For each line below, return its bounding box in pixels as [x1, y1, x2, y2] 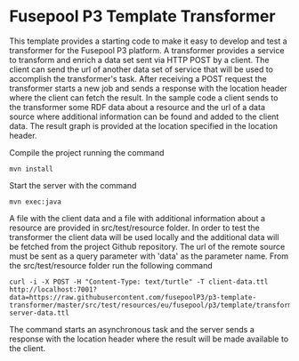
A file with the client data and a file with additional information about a [9, 213, 265, 223]
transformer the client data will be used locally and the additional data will [9, 231, 279, 242]
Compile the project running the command [9, 147, 165, 157]
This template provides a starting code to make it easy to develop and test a [9, 36, 287, 46]
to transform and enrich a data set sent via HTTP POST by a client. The [9, 54, 270, 65]
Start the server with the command [9, 180, 137, 190]
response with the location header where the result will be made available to [9, 333, 289, 344]
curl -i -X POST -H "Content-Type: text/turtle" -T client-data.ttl [9, 277, 269, 286]
